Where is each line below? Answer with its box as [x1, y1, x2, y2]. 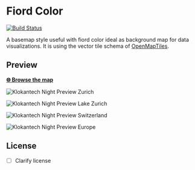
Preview [6, 60, 38, 70]
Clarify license [14, 157, 51, 164]
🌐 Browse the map [6, 76, 54, 83]
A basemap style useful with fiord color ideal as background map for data [6, 36, 189, 43]
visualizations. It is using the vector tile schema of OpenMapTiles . [6, 42, 169, 50]
